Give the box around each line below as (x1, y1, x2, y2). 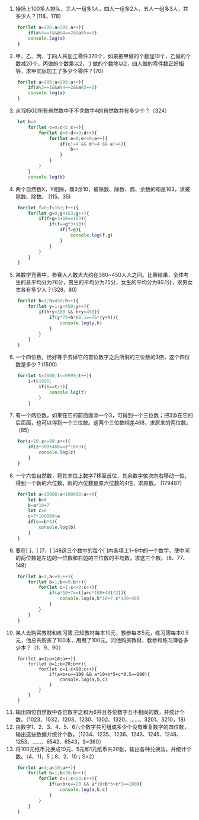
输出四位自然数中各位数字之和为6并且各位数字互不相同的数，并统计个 (15, 708, 185, 716)
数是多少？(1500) (15, 361, 57, 368)
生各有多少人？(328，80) (15, 286, 78, 293)
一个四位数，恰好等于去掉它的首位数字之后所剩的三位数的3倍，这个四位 (15, 353, 190, 360)
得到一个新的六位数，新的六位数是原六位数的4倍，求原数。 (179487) (15, 479, 182, 486)
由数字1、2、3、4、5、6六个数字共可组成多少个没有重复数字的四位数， (15, 723, 190, 730)
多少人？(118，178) (15, 12, 62, 20)
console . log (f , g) (70, 232, 113, 238)
